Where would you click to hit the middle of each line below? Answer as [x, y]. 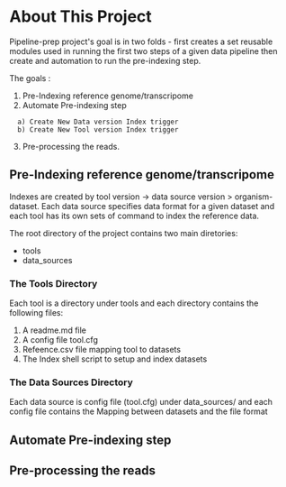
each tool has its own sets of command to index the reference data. [134, 216]
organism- [254, 197]
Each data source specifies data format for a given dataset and [158, 206]
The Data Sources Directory [71, 382]
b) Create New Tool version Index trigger [98, 129]
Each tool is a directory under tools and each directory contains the [134, 303]
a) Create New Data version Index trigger [98, 122]
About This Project [81, 17]
